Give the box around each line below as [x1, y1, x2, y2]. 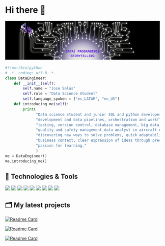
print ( [23, 107, 36, 112]
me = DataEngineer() [5, 154, 48, 158]
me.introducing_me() [5, 158, 48, 164]
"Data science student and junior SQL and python [36, 112, 139, 117]
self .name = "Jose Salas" [23, 86, 76, 91]
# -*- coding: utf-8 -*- [5, 70, 56, 75]
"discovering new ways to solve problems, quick [36, 133, 137, 138]
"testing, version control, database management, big [36, 123, 148, 127]
